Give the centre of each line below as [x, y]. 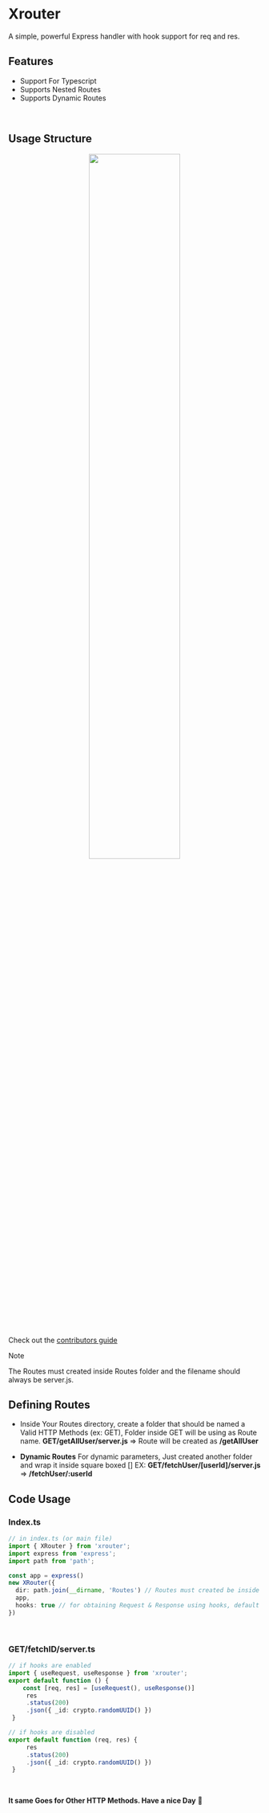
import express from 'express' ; [62, 1554]
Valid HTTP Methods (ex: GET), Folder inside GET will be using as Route [139, 1433]
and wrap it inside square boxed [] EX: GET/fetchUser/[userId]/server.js [140, 1465]
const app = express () [46, 1575]
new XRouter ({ [32, 1583]
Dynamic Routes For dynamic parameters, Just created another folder [136, 1457]
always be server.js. [41, 1379]
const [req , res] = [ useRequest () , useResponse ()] [109, 1688]
